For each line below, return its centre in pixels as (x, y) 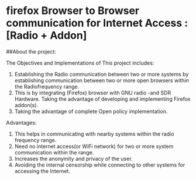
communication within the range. (54, 152)
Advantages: (21, 122)
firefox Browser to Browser (73, 11)
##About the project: (31, 51)
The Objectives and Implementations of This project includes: (80, 63)
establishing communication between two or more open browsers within (102, 80)
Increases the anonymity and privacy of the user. (73, 158)
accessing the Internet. (42, 171)
